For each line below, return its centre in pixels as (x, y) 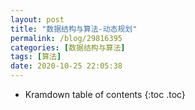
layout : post (37, 19)
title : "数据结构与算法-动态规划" (74, 29)
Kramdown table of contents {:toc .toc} (105, 94)
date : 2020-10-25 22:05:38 (66, 66)
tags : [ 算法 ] (36, 57)
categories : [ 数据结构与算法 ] (68, 47)
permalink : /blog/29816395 (66, 38)
